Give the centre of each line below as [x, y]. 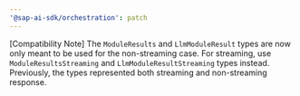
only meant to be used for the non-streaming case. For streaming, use [140, 53]
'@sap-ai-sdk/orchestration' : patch [78, 18]
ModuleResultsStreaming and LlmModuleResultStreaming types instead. [140, 62]
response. [28, 82]
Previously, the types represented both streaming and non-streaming [138, 72]
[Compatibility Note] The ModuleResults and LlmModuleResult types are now [150, 43]
